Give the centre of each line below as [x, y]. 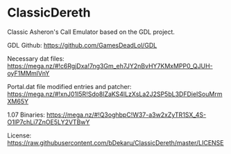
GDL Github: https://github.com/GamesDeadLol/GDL [82, 45]
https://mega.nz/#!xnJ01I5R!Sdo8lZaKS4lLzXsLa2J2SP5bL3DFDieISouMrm [115, 94]
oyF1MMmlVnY [28, 73]
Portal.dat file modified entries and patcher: [69, 86]
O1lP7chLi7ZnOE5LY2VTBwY [49, 122]
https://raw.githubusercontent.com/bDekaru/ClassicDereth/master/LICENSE [115, 142]
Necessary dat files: [36, 58]
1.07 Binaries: [26, 115]
